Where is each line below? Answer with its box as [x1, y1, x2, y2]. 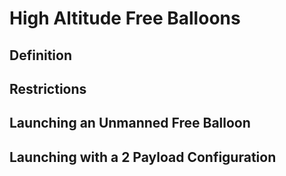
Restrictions [9, 80, 87, 97]
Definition [9, 47, 72, 64]
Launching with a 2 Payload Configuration [9, 148, 277, 166]
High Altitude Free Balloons [9, 7, 241, 30]
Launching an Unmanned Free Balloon [9, 115, 251, 132]
